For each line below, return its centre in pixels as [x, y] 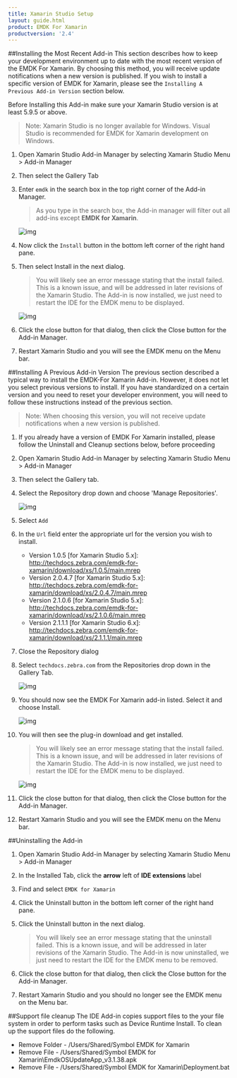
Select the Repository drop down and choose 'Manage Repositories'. [118, 493]
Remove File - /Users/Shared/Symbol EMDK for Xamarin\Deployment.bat [124, 1067]
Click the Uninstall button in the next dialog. [81, 924]
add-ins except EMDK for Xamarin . [87, 218]
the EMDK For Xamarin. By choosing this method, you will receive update [114, 68]
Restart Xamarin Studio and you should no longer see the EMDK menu [120, 995]
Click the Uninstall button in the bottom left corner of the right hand [116, 903]
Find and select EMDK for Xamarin [67, 889]
